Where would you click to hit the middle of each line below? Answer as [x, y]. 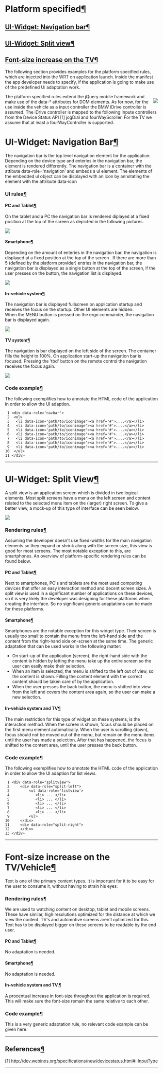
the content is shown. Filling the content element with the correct [77, 677]
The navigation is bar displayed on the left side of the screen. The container [81, 351]
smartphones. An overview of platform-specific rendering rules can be [76, 556]
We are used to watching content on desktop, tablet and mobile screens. [78, 909]
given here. [16, 1029]
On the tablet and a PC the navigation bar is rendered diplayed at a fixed [77, 216]
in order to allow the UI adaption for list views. [51, 773]
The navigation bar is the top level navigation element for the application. [78, 155]
